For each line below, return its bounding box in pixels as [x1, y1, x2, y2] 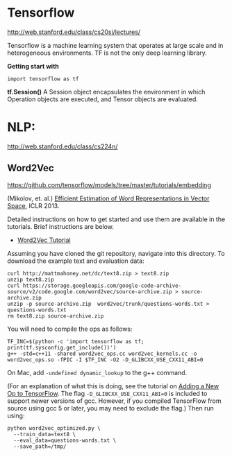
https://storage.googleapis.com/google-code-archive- [22, 282, 182, 289]
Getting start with [7, 62, 59, 70]
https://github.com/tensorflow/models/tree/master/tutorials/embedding [7, 180, 212, 189]
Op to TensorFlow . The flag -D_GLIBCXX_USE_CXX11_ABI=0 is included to [7, 389, 208, 397]
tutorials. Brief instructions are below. [7, 222, 115, 230]
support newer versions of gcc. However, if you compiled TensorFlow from [7, 397, 222, 405]
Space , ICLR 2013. [7, 201, 60, 209]
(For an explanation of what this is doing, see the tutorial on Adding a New [7, 381, 219, 390]
